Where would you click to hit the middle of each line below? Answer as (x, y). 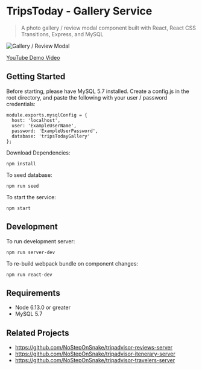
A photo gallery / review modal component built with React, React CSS (109, 28)
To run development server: (41, 241)
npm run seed (23, 186)
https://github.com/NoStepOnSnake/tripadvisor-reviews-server (94, 348)
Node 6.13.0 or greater (43, 308)
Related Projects (38, 333)
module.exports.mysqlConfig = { (47, 115)
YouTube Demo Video (33, 57)
